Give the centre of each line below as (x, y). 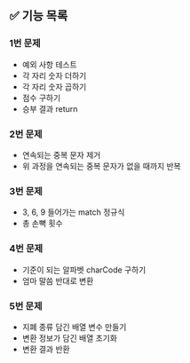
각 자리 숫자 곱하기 (54, 86)
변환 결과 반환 (46, 349)
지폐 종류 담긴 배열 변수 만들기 (74, 327)
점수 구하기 (41, 98)
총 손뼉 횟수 (43, 224)
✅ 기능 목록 (39, 16)
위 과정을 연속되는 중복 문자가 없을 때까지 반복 (101, 166)
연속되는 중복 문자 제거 (61, 154)
